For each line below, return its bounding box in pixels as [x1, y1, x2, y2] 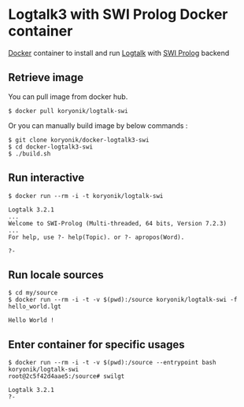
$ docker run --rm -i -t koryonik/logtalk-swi [8, 192, 164, 200]
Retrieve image [8, 71, 84, 84]
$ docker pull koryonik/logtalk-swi [8, 107, 128, 115]
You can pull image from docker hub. [8, 92, 128, 101]
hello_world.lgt [8, 302, 61, 311]
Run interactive [8, 171, 85, 185]
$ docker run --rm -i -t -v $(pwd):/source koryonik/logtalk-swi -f [8, 296, 238, 304]
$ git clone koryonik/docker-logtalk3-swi [8, 136, 150, 144]
